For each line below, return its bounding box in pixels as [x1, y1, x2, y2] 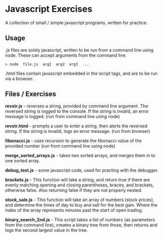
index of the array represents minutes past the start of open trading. [5, 207, 143, 213]
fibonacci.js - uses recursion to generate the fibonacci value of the [5, 138, 142, 144]
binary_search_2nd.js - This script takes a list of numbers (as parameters [5, 216, 155, 222]
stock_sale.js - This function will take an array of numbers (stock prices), [5, 197, 154, 203]
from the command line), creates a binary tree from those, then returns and [5, 222, 158, 228]
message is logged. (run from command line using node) [5, 113, 120, 119]
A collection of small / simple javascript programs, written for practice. [5, 20, 148, 26]
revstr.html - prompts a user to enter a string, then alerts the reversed [5, 123, 148, 129]
